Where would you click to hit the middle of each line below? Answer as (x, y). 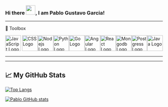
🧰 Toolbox (15, 28)
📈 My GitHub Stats (35, 75)
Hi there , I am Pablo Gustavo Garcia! (55, 12)
